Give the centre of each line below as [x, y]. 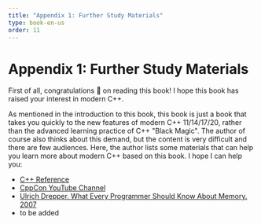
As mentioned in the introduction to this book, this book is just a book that [127, 114]
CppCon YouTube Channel [62, 188]
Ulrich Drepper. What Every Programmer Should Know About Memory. [133, 196]
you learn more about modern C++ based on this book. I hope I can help [125, 156]
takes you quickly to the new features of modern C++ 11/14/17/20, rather [125, 123]
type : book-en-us [37, 23]
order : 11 [24, 30]
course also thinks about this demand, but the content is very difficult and [128, 139]
